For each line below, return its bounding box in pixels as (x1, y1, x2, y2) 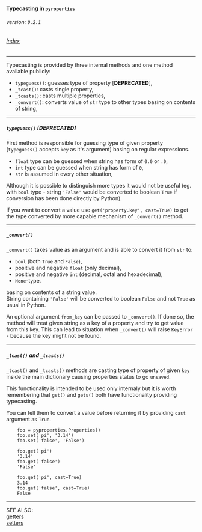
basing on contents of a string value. (6, 289, 97, 296)
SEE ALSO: (6, 507, 34, 514)
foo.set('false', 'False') (17, 438, 85, 444)
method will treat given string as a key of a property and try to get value (6, 319, 184, 327)
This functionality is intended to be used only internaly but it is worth (6, 385, 176, 392)
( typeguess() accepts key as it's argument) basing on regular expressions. (6, 146, 190, 153)
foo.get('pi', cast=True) (17, 475, 82, 481)
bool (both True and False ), (14, 258, 82, 265)
